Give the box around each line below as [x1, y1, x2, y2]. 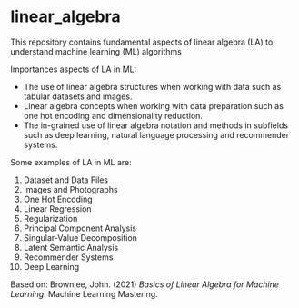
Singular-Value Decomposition [23, 232, 137, 243]
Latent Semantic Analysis [23, 242, 119, 253]
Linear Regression [23, 203, 92, 214]
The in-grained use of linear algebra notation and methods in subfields [23, 120, 289, 131]
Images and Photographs [23, 184, 118, 194]
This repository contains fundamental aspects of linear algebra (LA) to [10, 36, 274, 47]
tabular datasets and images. [23, 91, 133, 102]
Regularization [23, 213, 78, 224]
